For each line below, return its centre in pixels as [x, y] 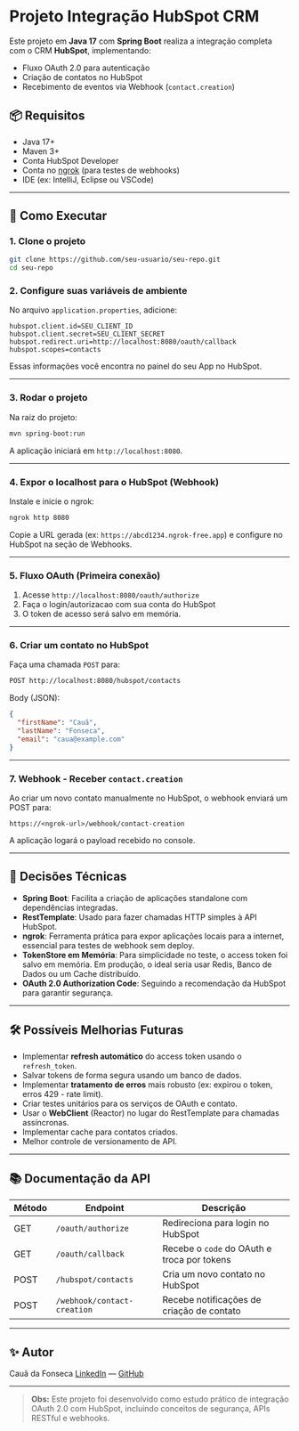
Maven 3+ [40, 151]
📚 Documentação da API [80, 1179]
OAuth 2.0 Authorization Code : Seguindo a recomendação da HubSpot [154, 983]
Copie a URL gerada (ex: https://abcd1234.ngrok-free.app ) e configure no [146, 534]
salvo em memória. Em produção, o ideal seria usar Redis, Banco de [147, 964]
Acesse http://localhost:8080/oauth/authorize [111, 595]
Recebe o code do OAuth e [217, 1248]
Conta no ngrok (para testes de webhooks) [101, 170]
